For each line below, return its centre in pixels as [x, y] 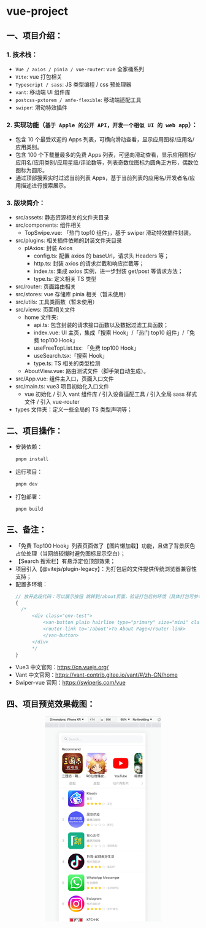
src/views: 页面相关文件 [45, 310]
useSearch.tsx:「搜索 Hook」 [71, 356]
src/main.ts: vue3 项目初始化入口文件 [62, 387]
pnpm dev [26, 484]
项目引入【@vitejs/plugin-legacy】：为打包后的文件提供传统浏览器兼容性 [106, 568]
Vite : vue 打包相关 [39, 77]
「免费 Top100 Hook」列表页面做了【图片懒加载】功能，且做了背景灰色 [105, 546]
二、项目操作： [35, 431]
